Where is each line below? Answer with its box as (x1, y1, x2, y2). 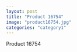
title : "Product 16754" (6, 14, 64, 20)
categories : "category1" (6, 24, 66, 31)
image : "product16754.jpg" (6, 19, 72, 25)
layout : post (6, 8, 38, 14)
